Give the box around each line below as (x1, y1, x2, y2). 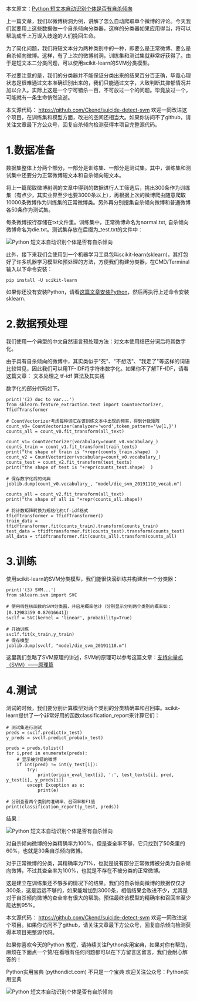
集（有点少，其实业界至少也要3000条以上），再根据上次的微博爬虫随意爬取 (6, 191, 186, 198)
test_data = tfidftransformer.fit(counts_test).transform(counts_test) (6, 528, 185, 534)
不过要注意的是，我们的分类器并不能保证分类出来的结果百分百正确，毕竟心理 (6, 72, 191, 79)
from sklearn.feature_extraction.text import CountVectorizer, (6, 402, 164, 407)
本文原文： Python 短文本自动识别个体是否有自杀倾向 (6, 5, 133, 12)
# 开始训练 (6, 626, 29, 632)
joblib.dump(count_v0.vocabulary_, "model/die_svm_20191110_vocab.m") (6, 481, 182, 487)
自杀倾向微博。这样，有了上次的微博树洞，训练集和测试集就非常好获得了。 (6, 52, 186, 59)
